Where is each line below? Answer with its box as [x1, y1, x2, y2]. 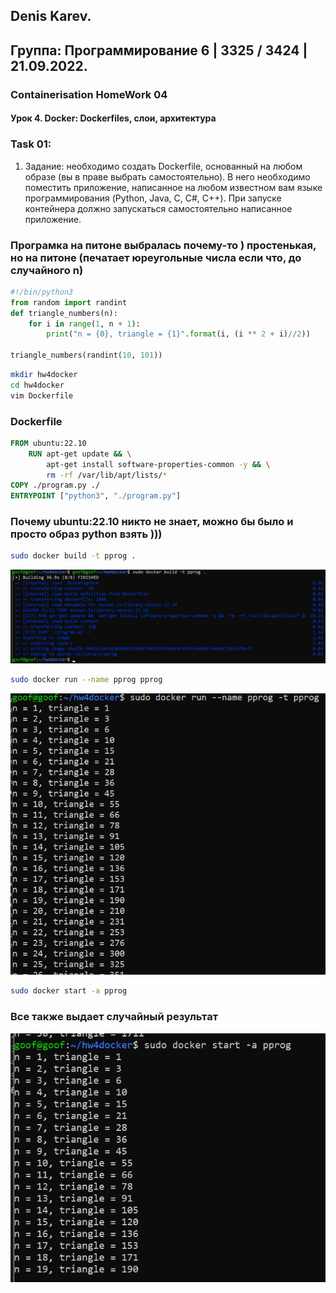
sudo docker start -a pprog [10, 986, 128, 996]
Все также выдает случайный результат [10, 1010, 219, 1024]
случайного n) [10, 263, 84, 277]
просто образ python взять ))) [10, 527, 163, 541]
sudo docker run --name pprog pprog [10, 674, 163, 684]
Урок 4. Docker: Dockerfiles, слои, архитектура [10, 112, 217, 124]
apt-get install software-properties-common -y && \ [46, 459, 271, 469]
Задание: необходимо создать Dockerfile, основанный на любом [24, 160, 303, 172]
